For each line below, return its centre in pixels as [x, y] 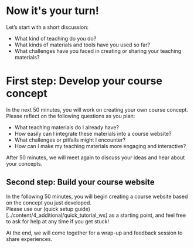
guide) [83, 209]
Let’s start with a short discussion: [47, 27]
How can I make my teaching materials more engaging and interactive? [100, 146]
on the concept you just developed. [49, 202]
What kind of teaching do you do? [55, 38]
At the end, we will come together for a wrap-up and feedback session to [94, 233]
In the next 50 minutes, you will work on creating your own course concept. [97, 109]
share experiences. [29, 239]
